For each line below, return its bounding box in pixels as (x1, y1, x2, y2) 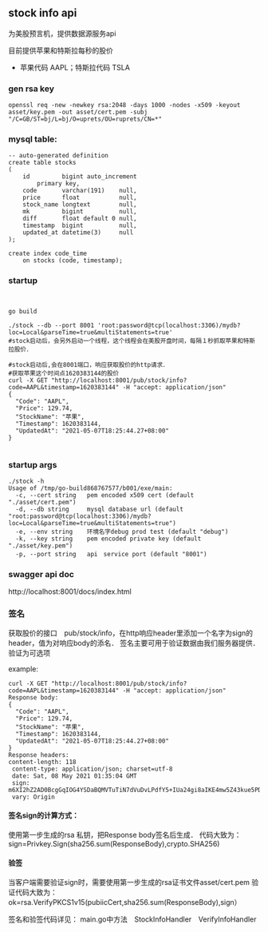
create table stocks (8, 159, 77, 167)
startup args (8, 459, 57, 470)
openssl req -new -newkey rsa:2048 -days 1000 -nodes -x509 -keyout (8, 102, 241, 110)
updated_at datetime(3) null (22, 229, 134, 237)
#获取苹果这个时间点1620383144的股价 (8, 369, 120, 377)
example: (8, 663, 38, 674)
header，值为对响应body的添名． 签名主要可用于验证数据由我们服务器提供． (8, 638, 260, 647)
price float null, (22, 193, 137, 202)
